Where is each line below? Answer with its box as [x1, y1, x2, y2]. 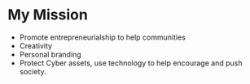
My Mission [7, 6, 89, 24]
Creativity [19, 40, 53, 50]
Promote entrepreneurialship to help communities [19, 32, 186, 42]
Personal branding [19, 49, 82, 59]
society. [19, 66, 46, 76]
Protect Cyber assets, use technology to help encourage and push [19, 58, 243, 68]
